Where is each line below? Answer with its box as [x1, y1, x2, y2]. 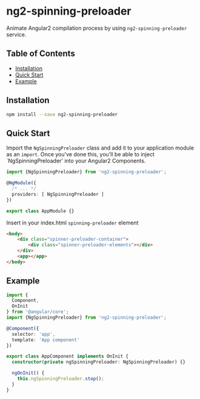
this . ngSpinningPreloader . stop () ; [17, 376, 104, 382]
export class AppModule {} [6, 208, 75, 214]
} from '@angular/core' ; [6, 309, 69, 315]
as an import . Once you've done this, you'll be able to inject [6, 151, 155, 158]
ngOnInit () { [12, 370, 45, 376]
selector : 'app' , [12, 331, 56, 337]
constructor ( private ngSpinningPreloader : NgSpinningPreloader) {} [12, 359, 186, 366]
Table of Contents [6, 49, 76, 59]
